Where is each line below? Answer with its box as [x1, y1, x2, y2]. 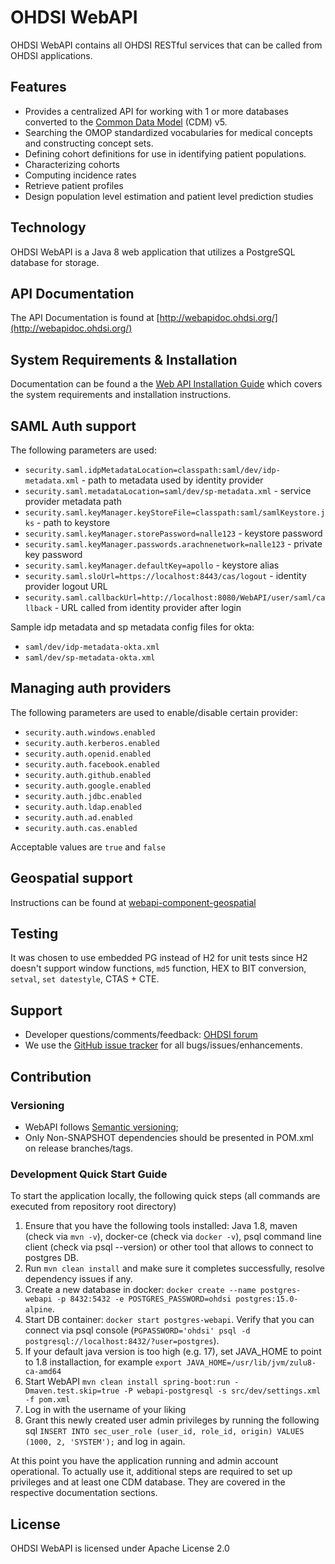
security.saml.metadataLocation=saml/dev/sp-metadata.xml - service [24, 485, 312, 496]
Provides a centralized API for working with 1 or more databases [24, 105, 289, 117]
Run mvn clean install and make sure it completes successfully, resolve [24, 1262, 325, 1275]
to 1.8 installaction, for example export [24, 1356, 183, 1368]
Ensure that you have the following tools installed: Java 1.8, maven [24, 1220, 298, 1232]
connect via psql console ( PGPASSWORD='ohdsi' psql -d [24, 1324, 251, 1336]
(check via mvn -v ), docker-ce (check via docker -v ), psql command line [24, 1231, 322, 1243]
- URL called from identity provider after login [54, 602, 242, 613]
